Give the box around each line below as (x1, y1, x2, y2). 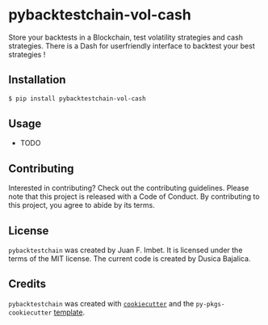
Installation (8, 73, 66, 87)
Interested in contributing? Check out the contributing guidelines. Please (8, 184, 249, 193)
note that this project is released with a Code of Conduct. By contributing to (8, 192, 260, 201)
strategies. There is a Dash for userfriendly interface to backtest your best (8, 40, 256, 50)
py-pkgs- (195, 300, 225, 308)
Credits (8, 277, 47, 291)
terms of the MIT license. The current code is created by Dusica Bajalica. (8, 254, 251, 264)
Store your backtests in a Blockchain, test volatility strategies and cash (8, 32, 244, 42)
